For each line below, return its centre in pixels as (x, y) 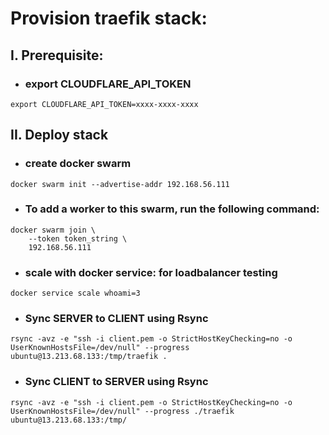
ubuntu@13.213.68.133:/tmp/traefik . (89, 357)
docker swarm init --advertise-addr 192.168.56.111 (120, 184)
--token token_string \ (78, 238)
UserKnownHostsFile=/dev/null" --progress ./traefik (122, 411)
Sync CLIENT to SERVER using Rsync (116, 382)
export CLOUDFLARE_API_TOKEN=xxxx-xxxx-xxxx (104, 104)
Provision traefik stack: (109, 18)
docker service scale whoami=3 (75, 293)
